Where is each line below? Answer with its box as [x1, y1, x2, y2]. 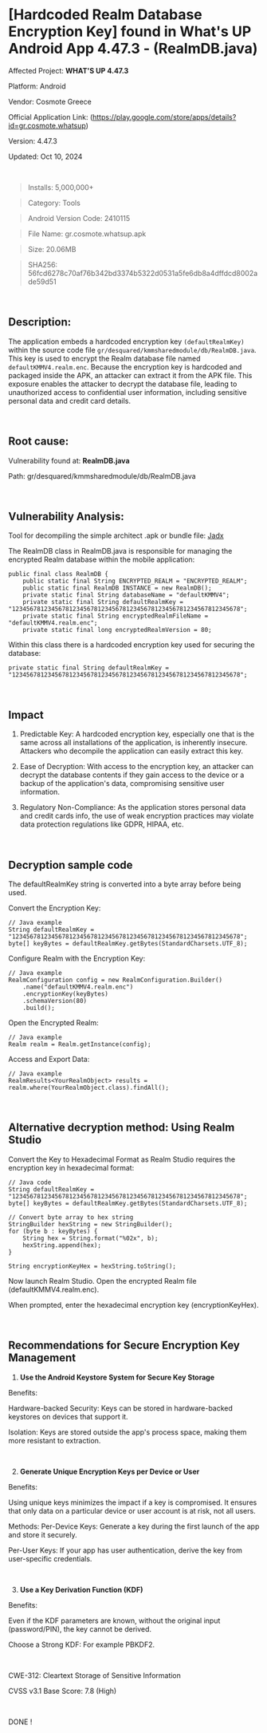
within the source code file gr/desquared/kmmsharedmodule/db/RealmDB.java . [8, 345, 257, 354]
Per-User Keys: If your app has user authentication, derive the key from [8, 1545, 243, 1555]
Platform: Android [8, 81, 66, 91]
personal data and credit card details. [8, 396, 132, 405]
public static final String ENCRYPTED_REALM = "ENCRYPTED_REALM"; [22, 577, 248, 586]
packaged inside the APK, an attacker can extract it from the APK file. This [8, 370, 253, 380]
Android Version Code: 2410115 [27, 213, 131, 223]
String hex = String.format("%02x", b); [22, 1234, 159, 1242]
